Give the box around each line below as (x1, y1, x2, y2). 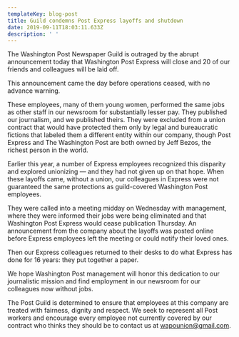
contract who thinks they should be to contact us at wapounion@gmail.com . (7, 321, 232, 330)
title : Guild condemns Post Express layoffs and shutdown (7, 17, 183, 24)
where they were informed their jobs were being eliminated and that (7, 211, 207, 220)
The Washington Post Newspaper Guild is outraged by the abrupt (7, 50, 199, 59)
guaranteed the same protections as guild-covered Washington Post (7, 183, 208, 191)
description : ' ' (7, 30, 59, 38)
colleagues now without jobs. (7, 285, 94, 293)
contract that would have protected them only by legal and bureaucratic (7, 123, 218, 132)
